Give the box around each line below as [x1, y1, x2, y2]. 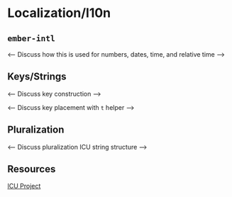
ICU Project [7, 182, 41, 191]
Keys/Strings [7, 71, 67, 83]
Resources [7, 163, 56, 175]
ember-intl [7, 33, 55, 43]
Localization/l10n [7, 5, 111, 21]
